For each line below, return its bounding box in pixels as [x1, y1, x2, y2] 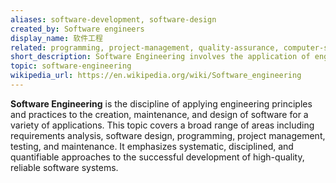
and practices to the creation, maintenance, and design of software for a [10, 108, 309, 120]
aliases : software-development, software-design [10, 14, 217, 25]
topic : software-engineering [10, 61, 132, 71]
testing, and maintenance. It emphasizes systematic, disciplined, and [10, 140, 294, 152]
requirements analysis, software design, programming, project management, [10, 129, 326, 141]
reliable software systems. [10, 161, 119, 173]
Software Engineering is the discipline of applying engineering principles [10, 97, 313, 110]
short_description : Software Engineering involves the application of [10, 52, 311, 62]
